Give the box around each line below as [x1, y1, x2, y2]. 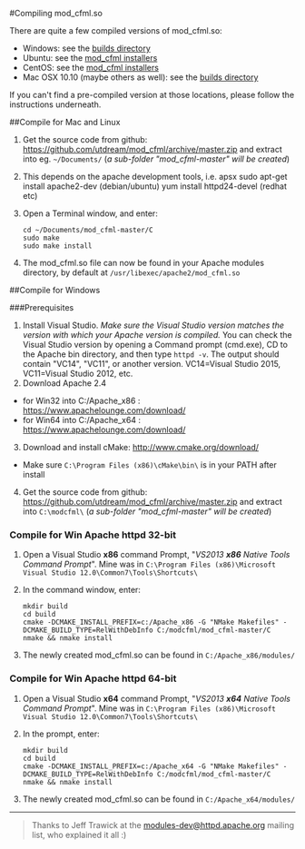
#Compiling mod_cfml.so [9, 8, 103, 18]
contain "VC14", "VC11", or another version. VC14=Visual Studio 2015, [22, 359, 281, 369]
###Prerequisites [9, 302, 74, 312]
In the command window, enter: [22, 585, 141, 596]
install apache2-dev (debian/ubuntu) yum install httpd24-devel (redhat [22, 181, 288, 192]
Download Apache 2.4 [22, 378, 107, 389]
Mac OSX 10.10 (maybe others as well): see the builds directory [22, 72, 259, 83]
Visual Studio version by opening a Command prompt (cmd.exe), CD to [22, 340, 289, 350]
